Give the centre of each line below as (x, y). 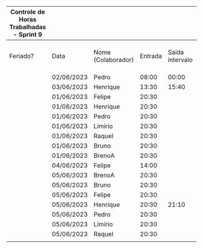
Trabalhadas (28, 27)
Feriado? (22, 56)
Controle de (27, 12)
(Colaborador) (114, 60)
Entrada (151, 56)
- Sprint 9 (27, 34)
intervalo (180, 60)
